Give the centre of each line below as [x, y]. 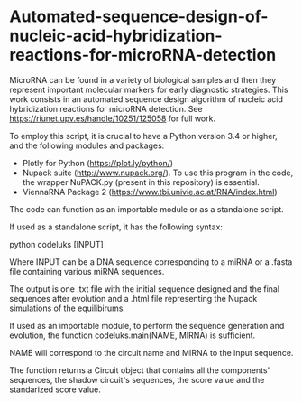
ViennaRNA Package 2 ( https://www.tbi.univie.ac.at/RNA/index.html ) [150, 192]
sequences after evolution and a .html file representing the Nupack [133, 298]
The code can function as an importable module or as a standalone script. [146, 209]
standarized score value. [55, 389]
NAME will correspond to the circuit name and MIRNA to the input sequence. [151, 352]
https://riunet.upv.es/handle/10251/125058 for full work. [113, 118]
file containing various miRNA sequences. [87, 271]
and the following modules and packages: [87, 145]
